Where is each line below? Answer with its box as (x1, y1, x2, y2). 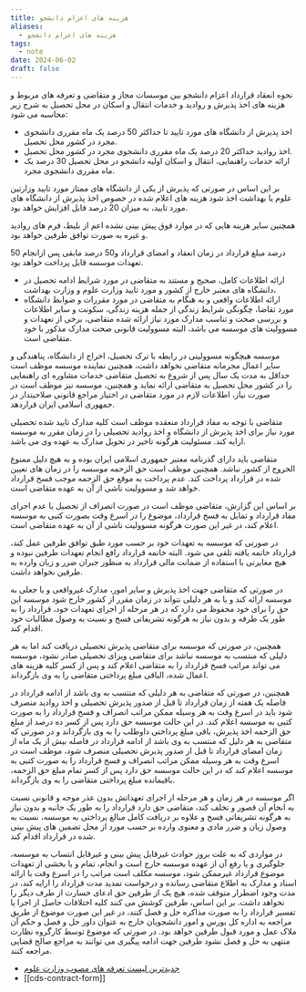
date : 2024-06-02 (10, 56, 76, 65)
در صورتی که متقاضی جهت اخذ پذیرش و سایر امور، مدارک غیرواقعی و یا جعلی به (10, 584, 283, 594)
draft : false (10, 65, 60, 74)
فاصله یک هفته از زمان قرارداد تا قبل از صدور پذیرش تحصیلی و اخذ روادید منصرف (10, 697, 286, 708)
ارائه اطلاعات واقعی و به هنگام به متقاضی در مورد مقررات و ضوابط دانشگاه (23, 294, 280, 305)
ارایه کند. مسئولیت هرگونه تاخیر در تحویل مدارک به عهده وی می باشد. (10, 435, 247, 447)
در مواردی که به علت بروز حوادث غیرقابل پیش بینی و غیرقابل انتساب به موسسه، (10, 848, 283, 859)
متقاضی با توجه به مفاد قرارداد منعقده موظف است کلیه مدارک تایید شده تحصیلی (10, 416, 283, 427)
